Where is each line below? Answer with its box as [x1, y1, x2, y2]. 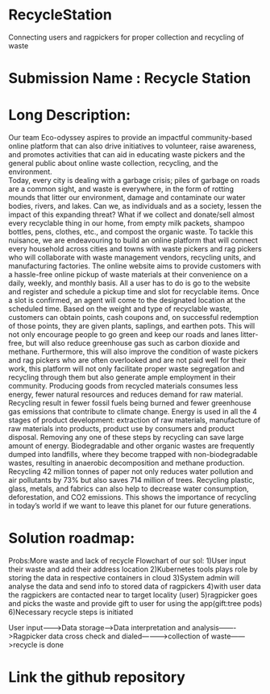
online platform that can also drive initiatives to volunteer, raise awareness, [8, 141, 256, 151]
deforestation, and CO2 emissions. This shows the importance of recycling [8, 492, 256, 502]
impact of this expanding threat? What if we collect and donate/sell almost [8, 210, 255, 219]
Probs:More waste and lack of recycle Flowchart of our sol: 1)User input [8, 556, 247, 565]
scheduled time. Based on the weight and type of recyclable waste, [8, 304, 232, 314]
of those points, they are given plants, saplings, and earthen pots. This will [8, 321, 255, 331]
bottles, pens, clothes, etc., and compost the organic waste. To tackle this [8, 227, 254, 237]
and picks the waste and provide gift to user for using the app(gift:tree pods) [8, 599, 263, 608]
